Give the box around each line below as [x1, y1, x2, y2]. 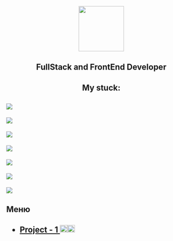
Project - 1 [19, 224, 58, 235]
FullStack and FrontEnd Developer [36, 62, 167, 72]
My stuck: [82, 82, 121, 93]
